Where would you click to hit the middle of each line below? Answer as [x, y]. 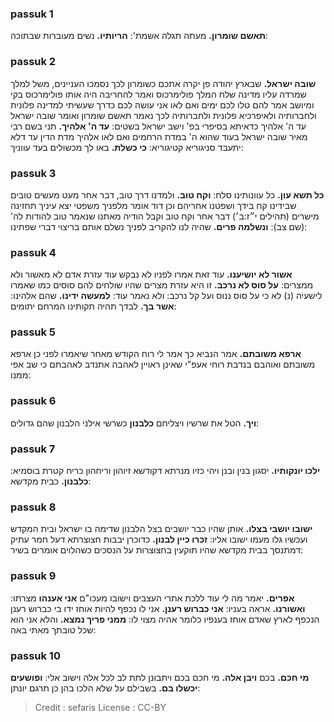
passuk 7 [33, 449]
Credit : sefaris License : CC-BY [100, 707]
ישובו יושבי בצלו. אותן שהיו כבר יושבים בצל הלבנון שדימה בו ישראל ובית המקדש [161, 529]
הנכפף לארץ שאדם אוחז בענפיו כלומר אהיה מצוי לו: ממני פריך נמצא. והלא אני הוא [165, 619]
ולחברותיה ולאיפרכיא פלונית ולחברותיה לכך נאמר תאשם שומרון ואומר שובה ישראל [163, 115]
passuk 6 [33, 401]
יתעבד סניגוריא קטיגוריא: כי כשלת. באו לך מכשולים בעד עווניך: [127, 147]
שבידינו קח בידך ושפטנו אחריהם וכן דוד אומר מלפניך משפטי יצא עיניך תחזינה [153, 205]
